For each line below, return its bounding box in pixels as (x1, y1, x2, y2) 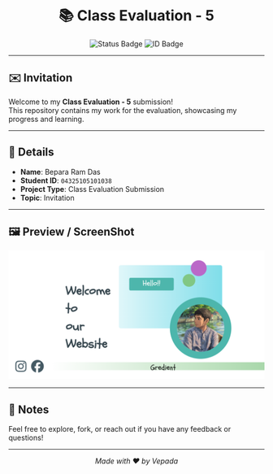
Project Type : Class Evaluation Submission (19, 184, 165, 194)
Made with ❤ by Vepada (94, 456, 179, 466)
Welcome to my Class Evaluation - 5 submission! (8, 97, 173, 107)
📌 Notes (8, 402, 50, 416)
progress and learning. (8, 114, 84, 124)
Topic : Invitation (19, 193, 75, 202)
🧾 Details (8, 146, 54, 159)
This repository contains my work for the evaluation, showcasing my (8, 105, 237, 115)
